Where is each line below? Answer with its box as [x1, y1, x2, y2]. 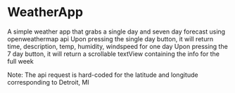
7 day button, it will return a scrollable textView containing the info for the [7, 50, 220, 58]
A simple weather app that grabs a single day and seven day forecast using [7, 27, 226, 36]
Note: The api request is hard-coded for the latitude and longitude [7, 71, 198, 79]
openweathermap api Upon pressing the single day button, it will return [7, 34, 213, 43]
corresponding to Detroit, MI [7, 78, 89, 86]
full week [7, 57, 34, 65]
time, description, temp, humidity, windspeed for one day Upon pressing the [7, 42, 229, 50]
